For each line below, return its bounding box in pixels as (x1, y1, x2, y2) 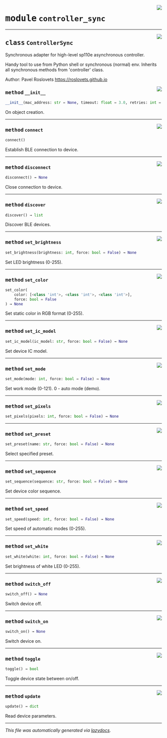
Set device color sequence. (5, 488, 61, 494)
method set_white (5, 543, 49, 550)
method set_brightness (5, 239, 62, 246)
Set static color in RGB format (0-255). (5, 310, 84, 316)
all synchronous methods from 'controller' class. (5, 66, 104, 72)
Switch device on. (5, 638, 42, 644)
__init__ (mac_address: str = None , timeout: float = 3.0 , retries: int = (5, 100, 162, 105)
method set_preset (5, 431, 51, 437)
